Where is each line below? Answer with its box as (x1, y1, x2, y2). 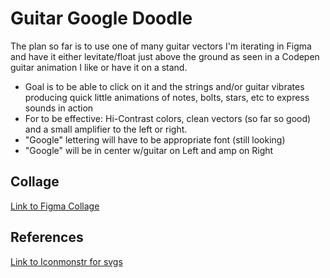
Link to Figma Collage (10, 200, 100, 212)
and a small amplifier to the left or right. (24, 123, 188, 135)
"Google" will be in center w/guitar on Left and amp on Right (24, 144, 274, 156)
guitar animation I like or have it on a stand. (10, 61, 188, 73)
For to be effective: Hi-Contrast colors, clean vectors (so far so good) (24, 112, 312, 124)
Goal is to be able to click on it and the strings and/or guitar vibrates (24, 80, 305, 92)
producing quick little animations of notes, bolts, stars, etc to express (24, 91, 310, 103)
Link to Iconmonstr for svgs (10, 255, 123, 267)
